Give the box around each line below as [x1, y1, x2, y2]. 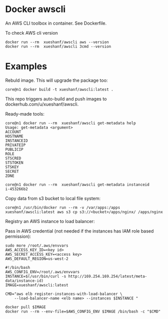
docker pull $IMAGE [5, 304, 46, 309]
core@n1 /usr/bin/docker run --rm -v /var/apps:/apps [5, 205, 121, 210]
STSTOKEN [5, 160, 24, 165]
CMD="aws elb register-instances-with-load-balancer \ [5, 291, 123, 296]
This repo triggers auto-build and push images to [5, 95, 107, 101]
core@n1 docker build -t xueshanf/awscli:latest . [5, 87, 114, 92]
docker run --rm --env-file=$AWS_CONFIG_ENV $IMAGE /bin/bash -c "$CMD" [5, 309, 161, 314]
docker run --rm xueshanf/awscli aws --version [5, 39, 109, 45]
